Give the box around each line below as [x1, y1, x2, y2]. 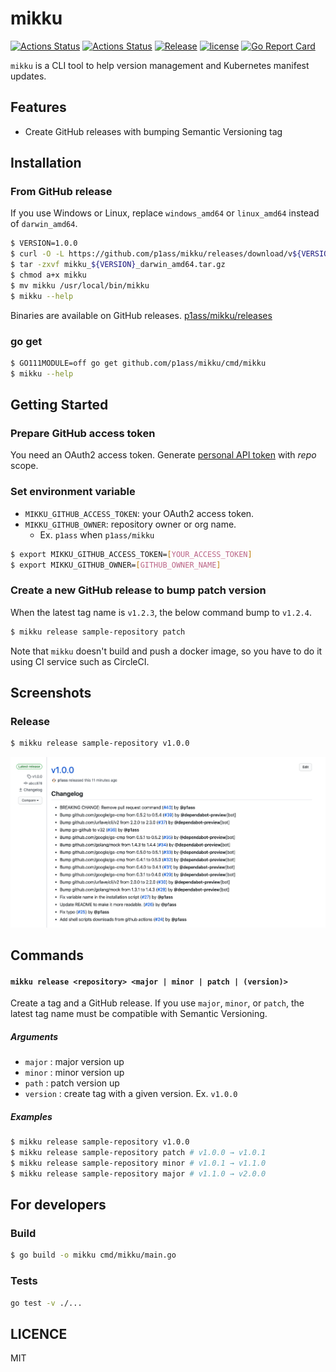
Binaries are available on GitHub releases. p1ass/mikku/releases [10, 309, 273, 321]
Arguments [10, 1030, 59, 1042]
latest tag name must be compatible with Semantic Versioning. [10, 1008, 268, 1020]
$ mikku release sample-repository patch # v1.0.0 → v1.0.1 [10, 1148, 267, 1158]
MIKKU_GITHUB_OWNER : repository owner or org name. [24, 518, 237, 530]
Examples [10, 1110, 53, 1122]
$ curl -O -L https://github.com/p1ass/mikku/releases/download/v [10, 249, 293, 259]
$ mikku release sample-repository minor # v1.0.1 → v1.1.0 [10, 1158, 267, 1168]
